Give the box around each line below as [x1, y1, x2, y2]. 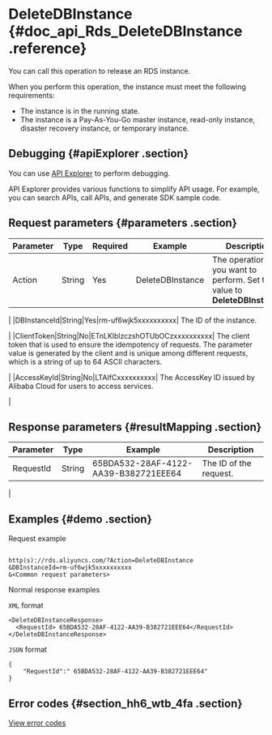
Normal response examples [8, 585, 100, 595]
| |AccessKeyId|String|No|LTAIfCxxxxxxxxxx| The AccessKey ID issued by [8, 372, 255, 382]
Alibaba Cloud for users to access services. [8, 381, 154, 391]
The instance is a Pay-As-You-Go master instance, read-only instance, [19, 114, 256, 124]
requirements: [8, 90, 55, 100]
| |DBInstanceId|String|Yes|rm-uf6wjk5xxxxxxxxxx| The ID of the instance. [8, 315, 257, 325]
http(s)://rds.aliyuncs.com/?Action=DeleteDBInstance [8, 557, 194, 565]
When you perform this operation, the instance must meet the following [8, 82, 247, 92]
